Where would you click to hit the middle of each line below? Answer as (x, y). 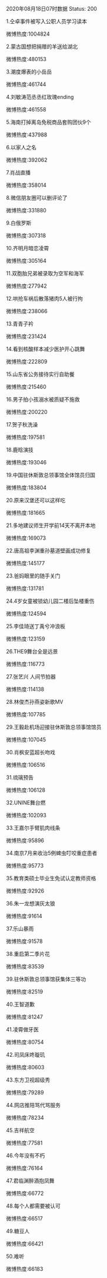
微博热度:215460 (26, 387)
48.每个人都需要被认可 (33, 1206)
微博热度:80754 (25, 1042)
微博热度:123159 (26, 639)
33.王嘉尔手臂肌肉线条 (33, 828)
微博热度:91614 (24, 916)
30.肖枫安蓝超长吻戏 (31, 752)
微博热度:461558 (26, 109)
